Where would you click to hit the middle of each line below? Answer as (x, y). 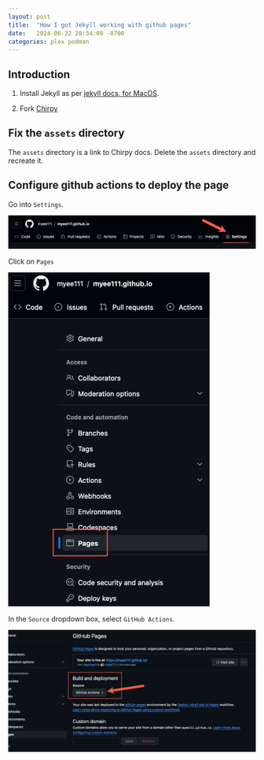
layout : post (29, 17)
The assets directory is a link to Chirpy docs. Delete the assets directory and (132, 152)
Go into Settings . (36, 204)
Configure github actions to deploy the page (119, 185)
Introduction (39, 74)
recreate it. (26, 160)
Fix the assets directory (66, 133)
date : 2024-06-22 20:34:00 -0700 (66, 33)
